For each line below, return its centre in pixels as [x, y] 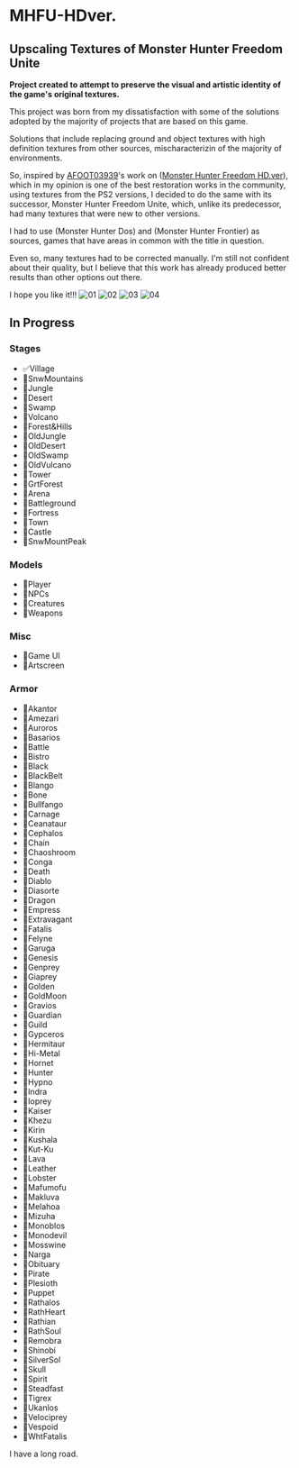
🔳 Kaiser [37, 1110]
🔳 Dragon [39, 900]
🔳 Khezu [37, 1120]
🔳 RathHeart [44, 1311]
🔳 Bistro [36, 756]
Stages [25, 349]
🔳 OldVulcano [47, 464]
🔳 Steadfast [43, 1388]
